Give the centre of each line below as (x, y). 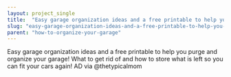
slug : (15, 26)
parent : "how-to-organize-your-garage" (64, 32)
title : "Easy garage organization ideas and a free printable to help (112, 20)
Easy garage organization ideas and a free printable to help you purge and (112, 52)
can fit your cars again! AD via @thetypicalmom (75, 66)
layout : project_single (41, 13)
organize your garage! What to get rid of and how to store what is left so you (115, 59)
